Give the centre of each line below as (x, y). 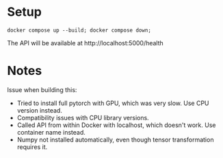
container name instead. (51, 132)
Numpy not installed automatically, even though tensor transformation (115, 139)
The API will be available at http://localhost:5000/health (86, 43)
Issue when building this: (42, 89)
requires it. (32, 147)
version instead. (40, 110)
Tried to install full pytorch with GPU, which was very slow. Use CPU (113, 103)
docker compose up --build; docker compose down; (79, 30)
